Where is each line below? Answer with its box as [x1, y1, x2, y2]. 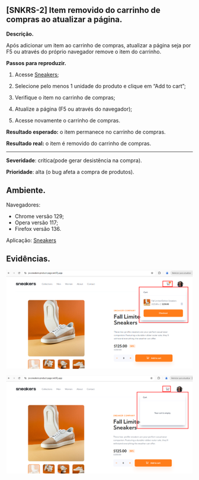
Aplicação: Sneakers [6, 237, 56, 244]
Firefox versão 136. [14, 225, 62, 232]
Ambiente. [6, 185, 46, 195]
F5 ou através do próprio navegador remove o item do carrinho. [6, 48, 162, 55]
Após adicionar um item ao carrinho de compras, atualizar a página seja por [6, 41, 191, 49]
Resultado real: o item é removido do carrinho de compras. [6, 140, 152, 147]
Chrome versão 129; [14, 212, 64, 220]
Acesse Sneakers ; [14, 71, 59, 78]
